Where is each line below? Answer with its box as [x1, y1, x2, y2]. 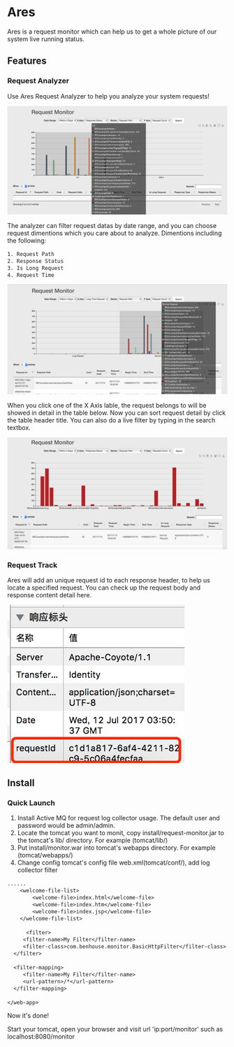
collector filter [17, 866, 58, 874]
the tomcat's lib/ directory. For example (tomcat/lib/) [17, 836, 168, 845]
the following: [7, 236, 47, 245]
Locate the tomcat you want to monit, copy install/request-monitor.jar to [17, 829, 225, 837]
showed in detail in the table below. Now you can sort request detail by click [7, 408, 226, 417]
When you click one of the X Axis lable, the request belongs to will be [7, 401, 207, 410]
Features [7, 55, 47, 67]
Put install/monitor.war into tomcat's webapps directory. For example [17, 843, 216, 852]
